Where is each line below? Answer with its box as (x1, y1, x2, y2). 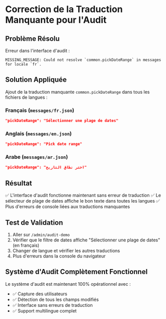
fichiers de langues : (5, 94, 48, 100)
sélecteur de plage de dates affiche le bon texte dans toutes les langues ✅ (5, 198, 160, 204)
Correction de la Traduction (5, 4, 123, 15)
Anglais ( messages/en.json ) (5, 130, 72, 137)
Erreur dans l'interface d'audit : (5, 48, 70, 53)
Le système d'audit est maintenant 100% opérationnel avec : (5, 281, 131, 287)
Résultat (5, 179, 32, 187)
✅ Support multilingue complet (12, 307, 77, 313)
